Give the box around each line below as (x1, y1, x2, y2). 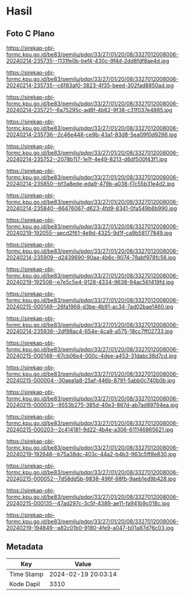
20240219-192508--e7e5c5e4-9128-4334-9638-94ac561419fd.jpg (6, 278, 174, 286)
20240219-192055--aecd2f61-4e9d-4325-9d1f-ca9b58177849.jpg (6, 229, 172, 237)
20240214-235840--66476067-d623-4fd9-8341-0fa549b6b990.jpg (6, 205, 177, 212)
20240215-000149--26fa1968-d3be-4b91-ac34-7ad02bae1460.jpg (6, 303, 174, 310)
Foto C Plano (6, 28, 55, 39)
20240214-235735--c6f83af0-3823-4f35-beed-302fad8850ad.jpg (6, 82, 174, 89)
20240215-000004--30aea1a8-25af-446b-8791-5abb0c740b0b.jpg (6, 377, 176, 384)
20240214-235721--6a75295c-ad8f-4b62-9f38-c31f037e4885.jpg (6, 106, 173, 113)
